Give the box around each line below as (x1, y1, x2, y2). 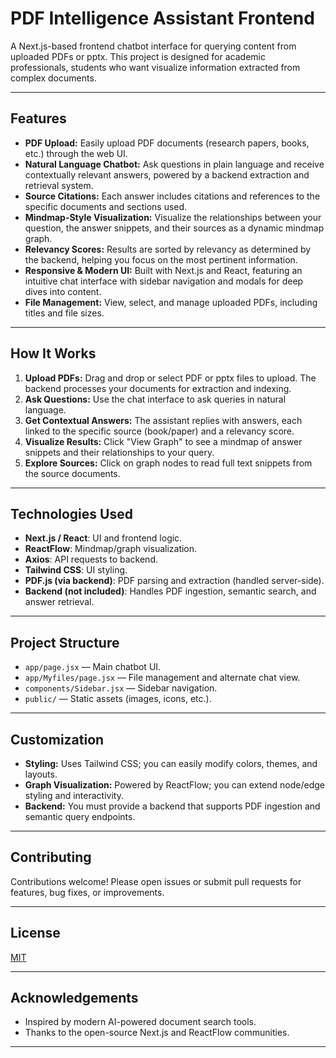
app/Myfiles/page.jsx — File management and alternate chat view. (24, 672, 301, 684)
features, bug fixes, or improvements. (10, 886, 165, 898)
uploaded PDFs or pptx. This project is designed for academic (10, 50, 266, 62)
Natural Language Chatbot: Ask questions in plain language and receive (24, 158, 325, 170)
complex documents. (10, 72, 97, 84)
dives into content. (24, 285, 102, 297)
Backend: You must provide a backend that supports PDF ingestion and (24, 800, 321, 812)
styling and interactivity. (24, 790, 124, 801)
